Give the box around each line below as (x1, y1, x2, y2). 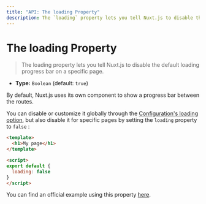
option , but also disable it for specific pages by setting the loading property (6, 116, 197, 124)
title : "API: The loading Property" (6, 9, 100, 15)
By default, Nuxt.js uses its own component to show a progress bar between (6, 91, 200, 99)
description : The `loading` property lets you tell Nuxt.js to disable (6, 15, 193, 21)
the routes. (6, 98, 34, 105)
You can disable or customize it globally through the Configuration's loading (6, 110, 198, 117)
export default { (6, 163, 51, 169)
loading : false (12, 168, 51, 175)
